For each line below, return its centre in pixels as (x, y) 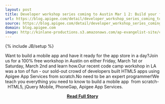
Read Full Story (82, 96)
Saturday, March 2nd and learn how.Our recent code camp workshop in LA (81, 66)
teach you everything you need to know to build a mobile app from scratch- (82, 82)
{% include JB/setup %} (29, 46)
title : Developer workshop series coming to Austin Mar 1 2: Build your (81, 14)
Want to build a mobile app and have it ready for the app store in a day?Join (82, 56)
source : (13, 23)
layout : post (18, 10)
